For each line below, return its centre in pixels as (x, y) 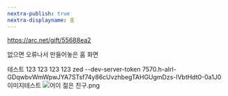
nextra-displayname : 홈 (41, 20)
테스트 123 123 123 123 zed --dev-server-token (74, 69)
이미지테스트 (24, 85)
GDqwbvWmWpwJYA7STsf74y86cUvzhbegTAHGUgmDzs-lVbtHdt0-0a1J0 (114, 77)
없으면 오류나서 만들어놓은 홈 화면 (53, 54)
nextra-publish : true (39, 14)
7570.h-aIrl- (159, 69)
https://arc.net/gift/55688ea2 (50, 40)
